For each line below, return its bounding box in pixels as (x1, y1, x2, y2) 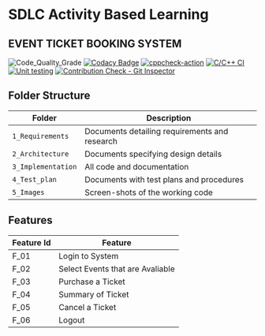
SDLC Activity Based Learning (8, 6, 209, 24)
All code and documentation (84, 161, 189, 172)
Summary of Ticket (58, 289, 129, 300)
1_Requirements (12, 132, 69, 140)
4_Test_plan (12, 175, 58, 184)
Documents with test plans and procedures (84, 174, 244, 185)
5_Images (12, 188, 45, 196)
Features (8, 214, 53, 227)
